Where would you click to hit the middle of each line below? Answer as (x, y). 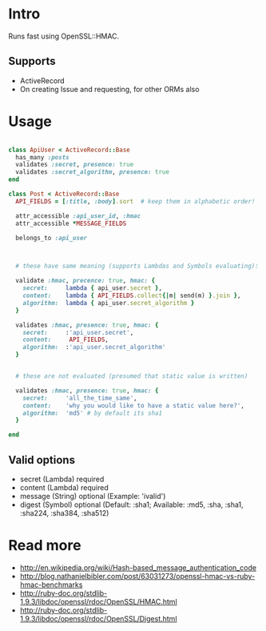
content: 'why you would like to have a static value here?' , (134, 405)
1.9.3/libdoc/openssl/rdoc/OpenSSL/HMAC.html (98, 601)
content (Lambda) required (64, 488)
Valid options (42, 460)
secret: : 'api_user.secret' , (78, 332)
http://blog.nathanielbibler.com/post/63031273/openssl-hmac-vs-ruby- (137, 576)
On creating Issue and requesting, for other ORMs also (109, 89)
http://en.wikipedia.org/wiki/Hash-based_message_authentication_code (138, 567)
